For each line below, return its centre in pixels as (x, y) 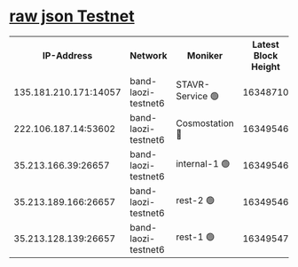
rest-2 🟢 (196, 200)
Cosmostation (205, 123)
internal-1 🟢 (203, 164)
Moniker (205, 55)
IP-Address (67, 55)
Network (149, 55)
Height (266, 67)
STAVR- (193, 84)
